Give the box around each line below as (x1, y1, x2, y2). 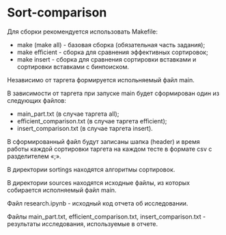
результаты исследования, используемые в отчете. (7, 219, 158, 227)
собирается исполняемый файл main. (7, 186, 117, 194)
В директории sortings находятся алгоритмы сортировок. (7, 165, 175, 173)
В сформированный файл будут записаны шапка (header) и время (7, 137, 200, 145)
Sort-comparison (7, 5, 107, 21)
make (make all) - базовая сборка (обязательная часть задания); (16, 40, 206, 49)
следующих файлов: (7, 96, 67, 104)
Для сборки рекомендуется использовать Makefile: (7, 27, 158, 36)
